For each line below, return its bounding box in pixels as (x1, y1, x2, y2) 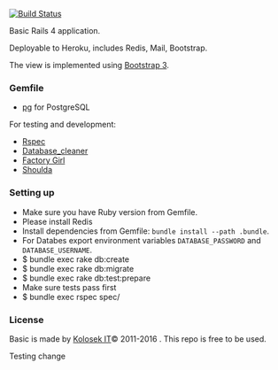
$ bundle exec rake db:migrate (21, 263, 135, 274)
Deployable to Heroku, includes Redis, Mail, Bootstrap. (9, 42, 208, 53)
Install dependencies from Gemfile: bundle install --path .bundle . (21, 226, 270, 236)
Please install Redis (21, 216, 93, 227)
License (9, 313, 44, 326)
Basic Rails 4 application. (9, 26, 101, 35)
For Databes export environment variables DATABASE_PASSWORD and (21, 235, 261, 245)
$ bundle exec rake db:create (21, 253, 130, 265)
